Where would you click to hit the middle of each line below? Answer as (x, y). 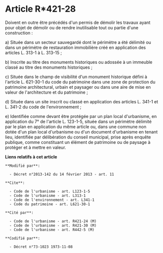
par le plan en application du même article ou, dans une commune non (76, 126)
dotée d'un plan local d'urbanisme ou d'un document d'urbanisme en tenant (81, 132)
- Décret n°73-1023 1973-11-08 (41, 247)
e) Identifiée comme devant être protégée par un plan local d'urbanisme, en (81, 116)
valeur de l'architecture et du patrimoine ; (47, 92)
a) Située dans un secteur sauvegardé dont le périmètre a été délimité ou (78, 42)
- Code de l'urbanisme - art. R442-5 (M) (52, 230)
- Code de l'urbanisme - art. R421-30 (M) (53, 225)
